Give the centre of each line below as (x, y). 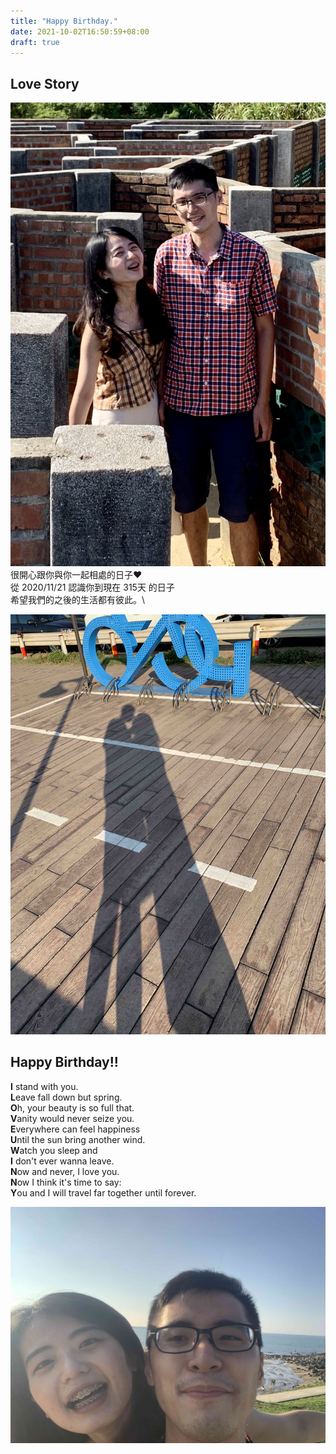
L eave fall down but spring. (66, 1097)
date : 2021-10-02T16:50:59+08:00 (80, 31)
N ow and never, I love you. (65, 1171)
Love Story (45, 83)
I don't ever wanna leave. (62, 1161)
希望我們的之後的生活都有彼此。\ (78, 599)
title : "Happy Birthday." (64, 21)
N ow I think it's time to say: (66, 1182)
